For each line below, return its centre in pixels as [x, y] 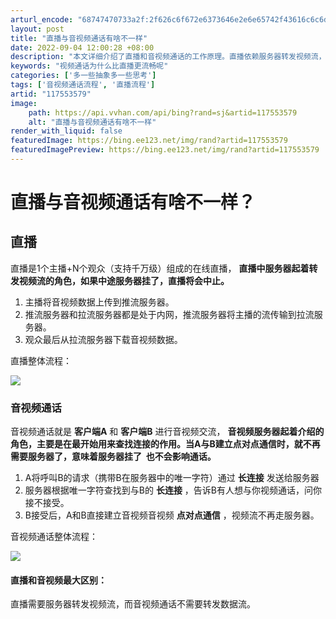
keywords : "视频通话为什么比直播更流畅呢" [89, 66]
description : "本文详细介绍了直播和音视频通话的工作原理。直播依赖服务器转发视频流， [168, 57]
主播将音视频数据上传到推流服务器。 [99, 302]
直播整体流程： [41, 360]
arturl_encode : [42, 19]
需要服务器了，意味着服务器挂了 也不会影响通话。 [113, 457]
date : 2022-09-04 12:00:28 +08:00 [82, 47]
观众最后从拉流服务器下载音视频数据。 [103, 339]
